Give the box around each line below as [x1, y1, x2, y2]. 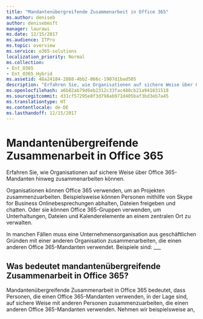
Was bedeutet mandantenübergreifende [6, 261, 161, 271]
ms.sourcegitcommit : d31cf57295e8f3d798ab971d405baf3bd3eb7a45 [6, 93, 169, 99]
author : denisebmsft [6, 20, 59, 26]
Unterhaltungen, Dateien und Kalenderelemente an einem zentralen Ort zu [6, 213, 192, 220]
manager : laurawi [6, 25, 50, 32]
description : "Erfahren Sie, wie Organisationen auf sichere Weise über [6, 82, 193, 88]
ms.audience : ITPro [6, 37, 56, 43]
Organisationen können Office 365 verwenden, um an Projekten [6, 187, 165, 194]
